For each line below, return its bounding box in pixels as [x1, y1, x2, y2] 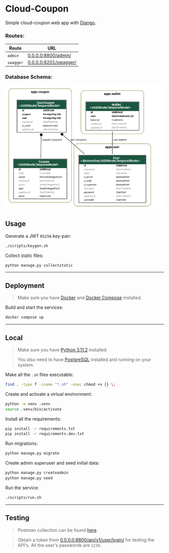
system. [17, 361, 34, 367]
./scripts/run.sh [5, 495, 42, 500]
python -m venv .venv [5, 401, 51, 406]
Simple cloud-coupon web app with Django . [5, 20, 97, 26]
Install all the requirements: [5, 416, 61, 422]
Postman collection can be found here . [17, 527, 98, 533]
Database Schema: [5, 73, 53, 80]
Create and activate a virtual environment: [5, 391, 92, 397]
